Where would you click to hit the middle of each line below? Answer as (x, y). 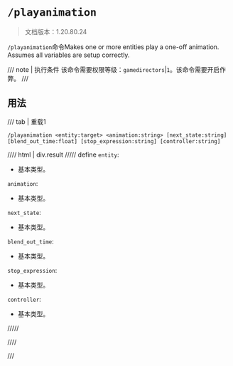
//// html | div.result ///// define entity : (63, 155)
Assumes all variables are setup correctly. (69, 55)
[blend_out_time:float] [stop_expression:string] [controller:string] (114, 141)
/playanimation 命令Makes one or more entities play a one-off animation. (113, 47)
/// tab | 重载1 (27, 121)
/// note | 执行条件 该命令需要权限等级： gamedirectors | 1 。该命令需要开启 (114, 69)
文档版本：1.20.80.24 (56, 31)
